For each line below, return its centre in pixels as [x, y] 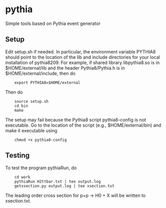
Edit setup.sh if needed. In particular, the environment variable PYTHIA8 [80, 51]
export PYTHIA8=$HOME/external [47, 82]
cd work [22, 177]
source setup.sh [32, 101]
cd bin [21, 106]
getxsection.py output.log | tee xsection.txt [64, 186]
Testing [18, 155]
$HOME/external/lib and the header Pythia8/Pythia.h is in [65, 68]
